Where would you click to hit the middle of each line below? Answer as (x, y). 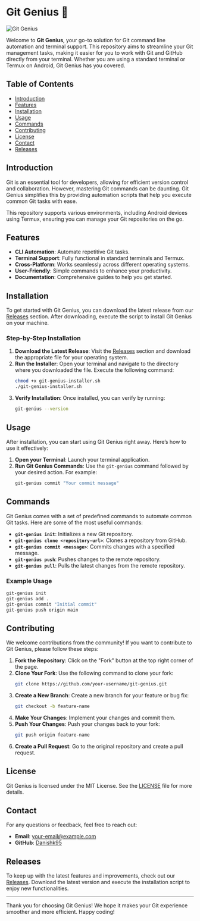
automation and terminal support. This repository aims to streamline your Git (100, 46)
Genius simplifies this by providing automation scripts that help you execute (99, 195)
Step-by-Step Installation (44, 339)
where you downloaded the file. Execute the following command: (94, 370)
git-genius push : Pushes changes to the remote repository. (87, 559)
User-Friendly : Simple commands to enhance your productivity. (93, 271)
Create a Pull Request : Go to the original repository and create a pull (99, 746)
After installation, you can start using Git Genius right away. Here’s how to (96, 441)
